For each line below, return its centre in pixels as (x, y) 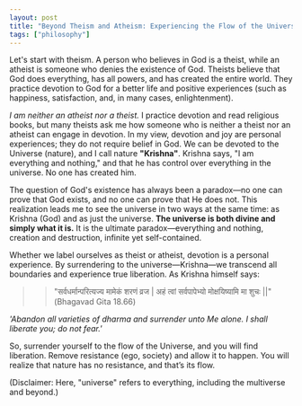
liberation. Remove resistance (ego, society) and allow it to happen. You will (149, 356)
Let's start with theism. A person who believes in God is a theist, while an (145, 60)
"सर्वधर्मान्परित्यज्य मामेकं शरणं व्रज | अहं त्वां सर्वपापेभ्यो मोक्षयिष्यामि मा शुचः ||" (163, 292)
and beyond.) (34, 393)
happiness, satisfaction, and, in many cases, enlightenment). (121, 98)
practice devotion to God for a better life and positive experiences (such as (148, 88)
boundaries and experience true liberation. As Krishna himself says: (135, 274)
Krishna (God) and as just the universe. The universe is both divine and (142, 219)
